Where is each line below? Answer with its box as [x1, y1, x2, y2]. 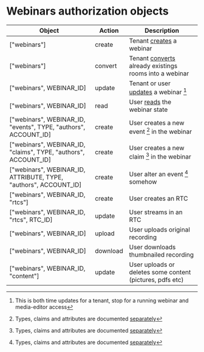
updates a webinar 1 [129, 86, 187, 97]
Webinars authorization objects [6, 4, 169, 18]
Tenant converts [129, 53, 176, 62]
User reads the [129, 98, 172, 106]
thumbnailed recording [129, 250, 194, 259]
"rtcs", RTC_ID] [9, 216, 53, 224]
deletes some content [129, 268, 191, 277]
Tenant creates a [129, 36, 177, 45]
